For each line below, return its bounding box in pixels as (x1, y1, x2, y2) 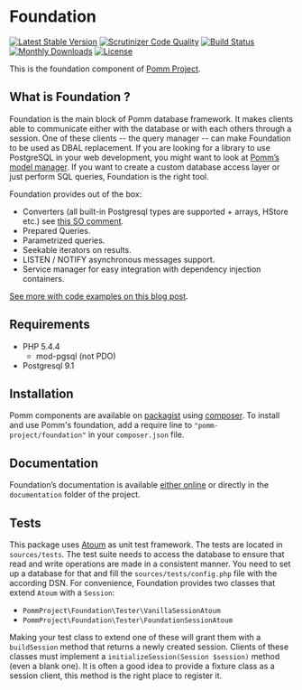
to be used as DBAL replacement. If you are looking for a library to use (9, 142, 270, 153)
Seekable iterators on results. (22, 244, 133, 255)
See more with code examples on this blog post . (9, 291, 188, 302)
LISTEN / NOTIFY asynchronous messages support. (22, 254, 215, 265)
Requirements (9, 317, 90, 332)
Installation (9, 386, 74, 401)
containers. (22, 273, 65, 284)
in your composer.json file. (87, 429, 185, 440)
